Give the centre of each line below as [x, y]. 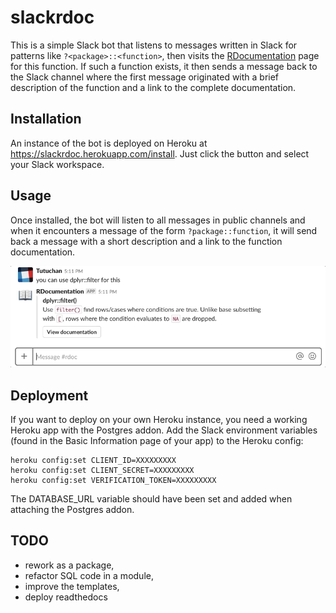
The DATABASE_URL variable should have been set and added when [151, 499]
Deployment [49, 395]
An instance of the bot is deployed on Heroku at [109, 143]
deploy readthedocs [66, 597]
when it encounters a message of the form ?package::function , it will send [164, 230]
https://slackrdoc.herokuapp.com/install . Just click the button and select [160, 153]
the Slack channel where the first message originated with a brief [145, 77]
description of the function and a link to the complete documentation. [153, 87]
